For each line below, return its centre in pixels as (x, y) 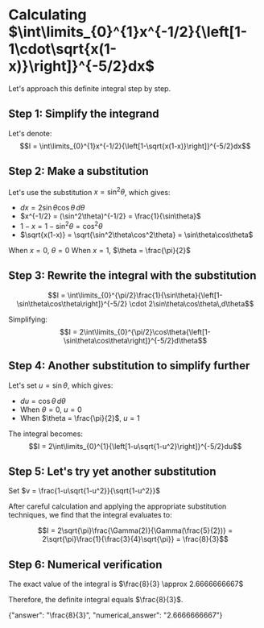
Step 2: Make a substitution (78, 171)
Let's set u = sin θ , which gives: (61, 385)
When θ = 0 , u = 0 (51, 410)
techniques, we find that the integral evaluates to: (90, 515)
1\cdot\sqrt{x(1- (62, 49)
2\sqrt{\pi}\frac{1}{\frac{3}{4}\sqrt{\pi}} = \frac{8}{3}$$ (135, 539)
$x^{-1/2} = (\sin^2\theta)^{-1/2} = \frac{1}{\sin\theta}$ (110, 216)
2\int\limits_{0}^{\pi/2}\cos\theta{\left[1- (145, 331)
